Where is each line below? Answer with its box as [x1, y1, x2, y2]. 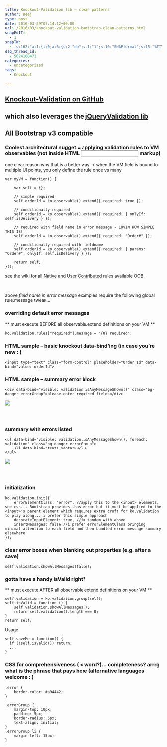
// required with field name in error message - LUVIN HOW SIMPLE [14, 225, 155, 230]
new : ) [5, 348, 22, 355]
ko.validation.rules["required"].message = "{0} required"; [5, 331, 133, 336]
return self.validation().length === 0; [14, 609, 99, 614]
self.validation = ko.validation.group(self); [5, 597, 103, 601]
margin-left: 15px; [14, 733, 55, 738]
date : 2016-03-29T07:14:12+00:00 [5, 21, 75, 26]
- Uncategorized [9, 63, 43, 68]
